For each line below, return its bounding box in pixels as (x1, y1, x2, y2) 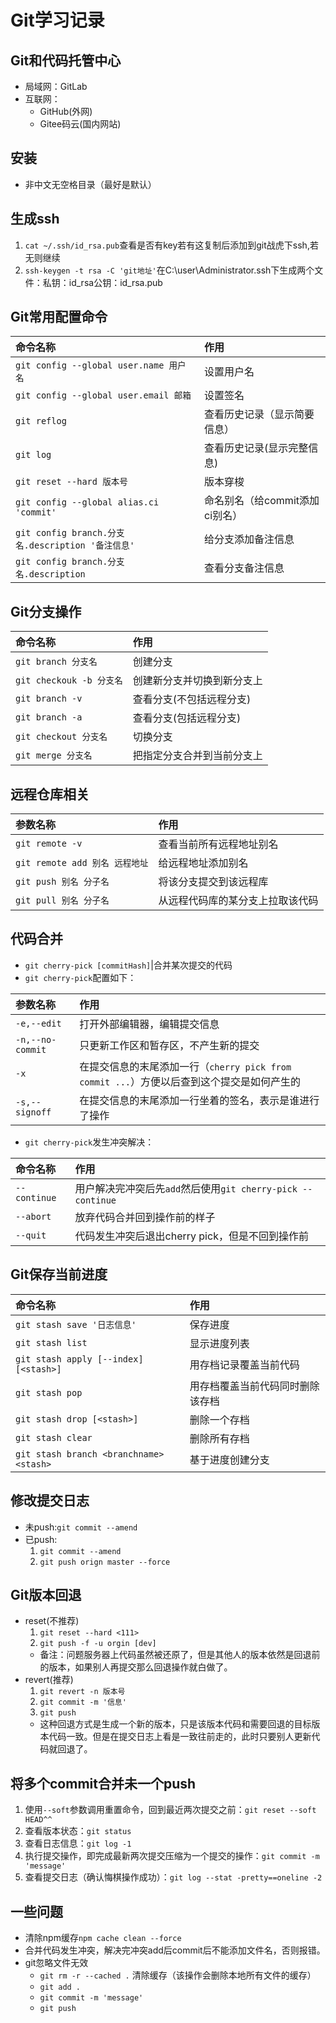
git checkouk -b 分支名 (15, 675, 123, 686)
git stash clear (15, 1432, 93, 1443)
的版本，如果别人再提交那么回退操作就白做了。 (39, 1661, 233, 1673)
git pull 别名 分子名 (15, 895, 110, 906)
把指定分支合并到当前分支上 (132, 749, 263, 763)
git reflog (15, 416, 67, 427)
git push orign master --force (39, 1557, 171, 1567)
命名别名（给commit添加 (204, 494, 320, 508)
